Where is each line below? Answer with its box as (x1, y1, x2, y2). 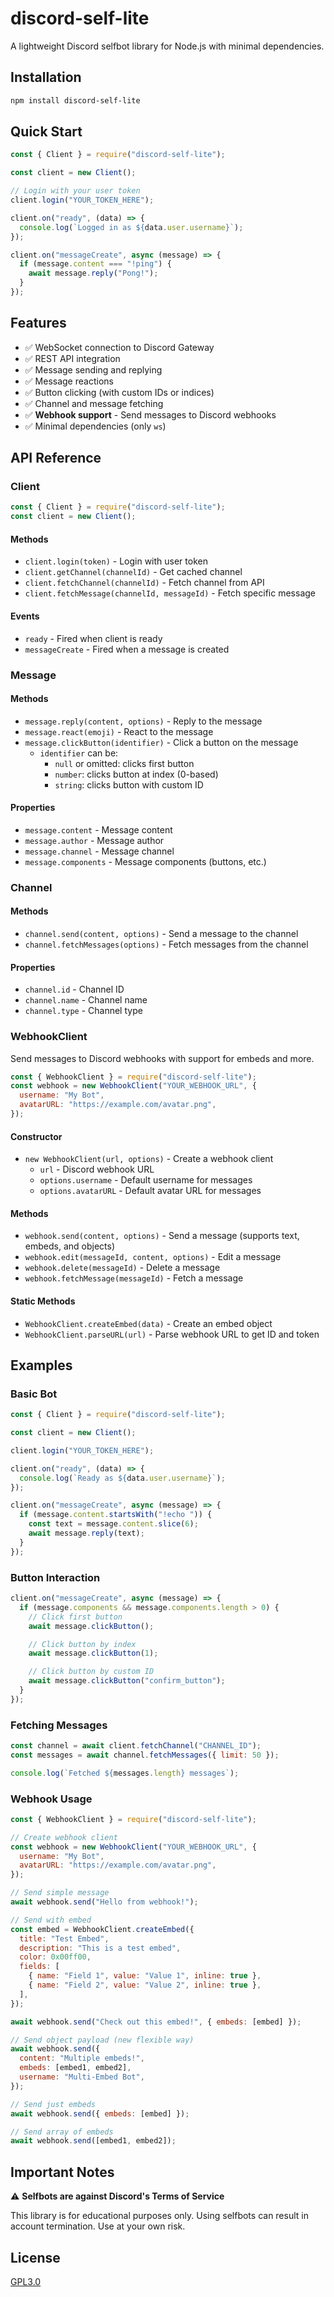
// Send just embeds (10, 2099, 97, 2109)
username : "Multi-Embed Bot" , (19, 2072, 145, 2082)
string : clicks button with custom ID (54, 778, 204, 791)
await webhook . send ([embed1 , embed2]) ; (10, 2136, 177, 2146)
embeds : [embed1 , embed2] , (19, 2063, 132, 2073)
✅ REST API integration (24, 352, 121, 364)
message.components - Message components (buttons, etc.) (24, 855, 267, 867)
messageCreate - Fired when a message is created (24, 643, 230, 655)
